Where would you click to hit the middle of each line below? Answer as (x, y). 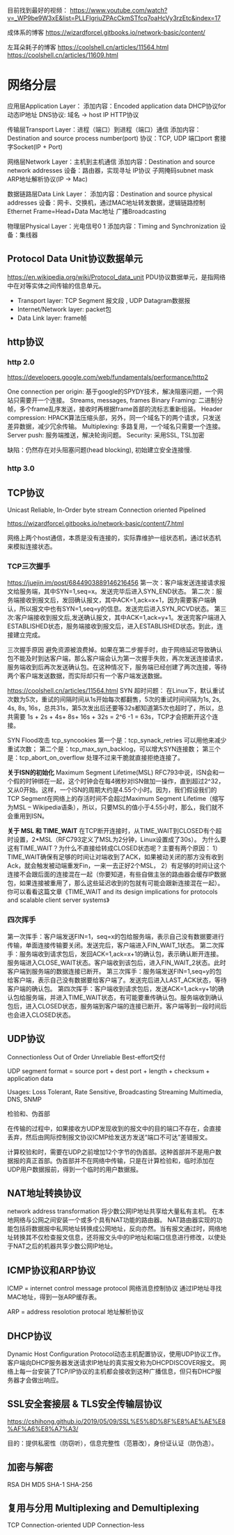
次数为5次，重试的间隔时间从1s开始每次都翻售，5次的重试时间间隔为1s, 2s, (114, 699)
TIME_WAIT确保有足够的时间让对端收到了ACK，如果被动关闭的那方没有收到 (116, 857)
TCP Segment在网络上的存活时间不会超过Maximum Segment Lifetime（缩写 (116, 799)
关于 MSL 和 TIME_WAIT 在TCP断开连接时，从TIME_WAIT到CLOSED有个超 (115, 831)
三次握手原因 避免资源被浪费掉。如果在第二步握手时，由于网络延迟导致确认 (115, 650)
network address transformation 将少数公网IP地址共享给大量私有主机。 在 (113, 1211)
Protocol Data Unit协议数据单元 (75, 259)
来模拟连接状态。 (32, 547)
